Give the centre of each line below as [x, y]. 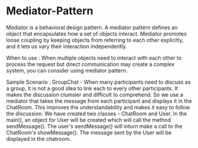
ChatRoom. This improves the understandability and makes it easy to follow [98, 107]
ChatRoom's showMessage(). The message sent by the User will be [89, 133]
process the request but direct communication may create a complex [90, 64]
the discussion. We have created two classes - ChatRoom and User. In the [97, 114]
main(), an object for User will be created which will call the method [89, 119]
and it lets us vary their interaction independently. [67, 46]
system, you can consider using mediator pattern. [67, 70]
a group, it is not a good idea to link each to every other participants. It [92, 88]
